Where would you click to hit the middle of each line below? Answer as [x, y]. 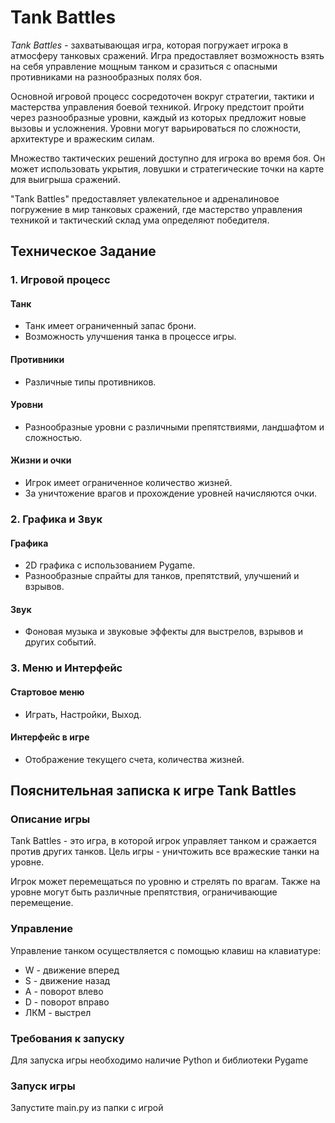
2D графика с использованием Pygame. [110, 565]
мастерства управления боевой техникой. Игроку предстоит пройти [157, 107]
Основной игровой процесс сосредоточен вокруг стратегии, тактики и [162, 96]
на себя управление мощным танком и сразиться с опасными [144, 66]
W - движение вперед [72, 970]
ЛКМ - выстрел [58, 1012]
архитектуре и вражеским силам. [82, 138]
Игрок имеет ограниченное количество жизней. [128, 483]
